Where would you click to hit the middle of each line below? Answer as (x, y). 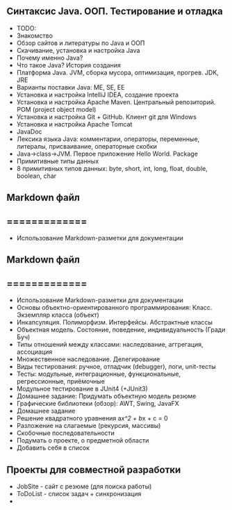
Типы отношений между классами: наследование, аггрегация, (110, 345)
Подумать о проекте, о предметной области (83, 441)
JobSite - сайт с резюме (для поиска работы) (84, 486)
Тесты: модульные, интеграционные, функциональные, (99, 374)
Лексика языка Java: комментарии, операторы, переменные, (108, 139)
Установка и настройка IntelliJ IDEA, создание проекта (97, 94)
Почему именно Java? (50, 58)
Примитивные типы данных (58, 161)
